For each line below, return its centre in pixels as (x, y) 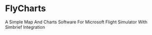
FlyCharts (26, 9)
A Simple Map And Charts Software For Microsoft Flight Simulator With (76, 22)
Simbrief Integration (25, 27)
